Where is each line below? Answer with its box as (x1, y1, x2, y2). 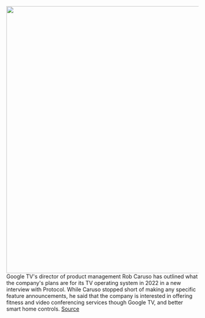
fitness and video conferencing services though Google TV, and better (6, 299, 184, 306)
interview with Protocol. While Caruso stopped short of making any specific (6, 286, 196, 293)
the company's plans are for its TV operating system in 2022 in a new (6, 280, 181, 286)
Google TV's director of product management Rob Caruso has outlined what (6, 273, 198, 280)
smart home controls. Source (6, 305, 79, 313)
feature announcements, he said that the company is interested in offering (6, 292, 193, 299)
